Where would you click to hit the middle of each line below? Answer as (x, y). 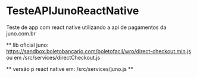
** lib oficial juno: (27, 45)
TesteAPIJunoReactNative (73, 11)
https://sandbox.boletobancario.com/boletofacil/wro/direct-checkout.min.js (99, 51)
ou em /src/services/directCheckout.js (53, 57)
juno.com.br (21, 33)
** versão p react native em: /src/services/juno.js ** (70, 69)
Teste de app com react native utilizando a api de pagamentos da (86, 27)
